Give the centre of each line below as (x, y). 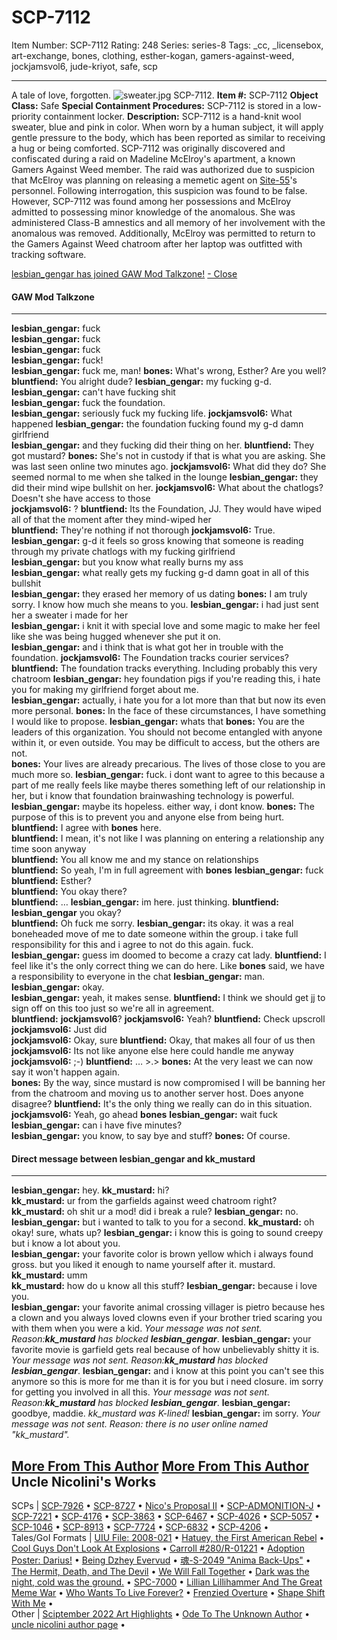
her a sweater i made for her (70, 615)
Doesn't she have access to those (81, 498)
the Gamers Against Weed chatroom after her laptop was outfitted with (157, 243)
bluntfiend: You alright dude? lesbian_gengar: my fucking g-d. (141, 382)
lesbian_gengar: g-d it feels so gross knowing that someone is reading (157, 541)
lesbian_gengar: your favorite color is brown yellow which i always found (162, 1254)
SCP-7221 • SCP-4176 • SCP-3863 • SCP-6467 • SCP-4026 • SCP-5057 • (165, 1517)
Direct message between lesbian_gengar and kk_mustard (133, 1158)
